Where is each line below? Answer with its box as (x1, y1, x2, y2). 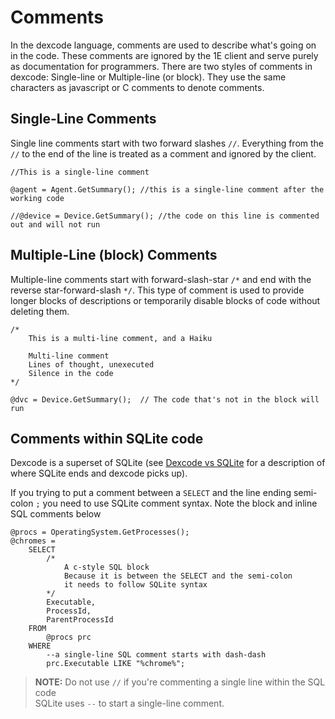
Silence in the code (28, 368, 114, 378)
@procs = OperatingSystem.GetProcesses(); (10, 527, 190, 538)
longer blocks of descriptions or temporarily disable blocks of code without (10, 294, 321, 306)
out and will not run (10, 219, 101, 230)
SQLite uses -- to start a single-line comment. (34, 697, 225, 710)
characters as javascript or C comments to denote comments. (10, 81, 265, 93)
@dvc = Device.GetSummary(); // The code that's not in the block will (10, 394, 320, 405)
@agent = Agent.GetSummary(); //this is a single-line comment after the (10, 184, 325, 195)
